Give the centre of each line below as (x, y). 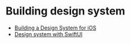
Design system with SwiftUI (48, 34)
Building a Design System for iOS (55, 28)
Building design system (65, 11)
